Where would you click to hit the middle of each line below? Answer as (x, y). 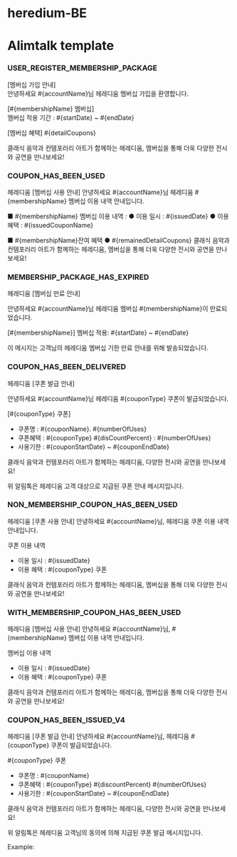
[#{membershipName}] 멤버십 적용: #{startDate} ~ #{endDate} (98, 333)
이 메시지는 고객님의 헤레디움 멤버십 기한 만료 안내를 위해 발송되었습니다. (108, 348)
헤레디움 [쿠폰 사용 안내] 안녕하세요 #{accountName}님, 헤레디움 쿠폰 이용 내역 (118, 521)
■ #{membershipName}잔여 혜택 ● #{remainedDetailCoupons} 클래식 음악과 (118, 240)
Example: (21, 847)
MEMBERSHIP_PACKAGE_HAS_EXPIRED (78, 277)
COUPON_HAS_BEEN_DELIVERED (67, 367)
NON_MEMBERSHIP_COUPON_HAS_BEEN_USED (93, 504)
